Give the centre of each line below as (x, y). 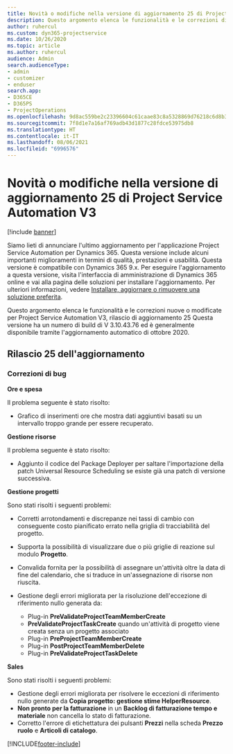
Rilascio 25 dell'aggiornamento (76, 354)
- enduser (21, 85)
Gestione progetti (33, 491)
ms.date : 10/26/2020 (37, 40)
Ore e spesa (25, 389)
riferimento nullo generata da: (60, 603)
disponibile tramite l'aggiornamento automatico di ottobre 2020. (98, 332)
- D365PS (20, 104)
